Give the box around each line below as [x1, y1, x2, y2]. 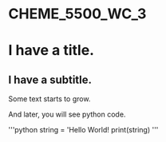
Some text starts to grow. [8, 94, 91, 104]
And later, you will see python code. [8, 109, 126, 120]
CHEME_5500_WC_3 [8, 5, 147, 23]
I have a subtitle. [8, 73, 93, 86]
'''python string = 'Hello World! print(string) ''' [8, 125, 159, 135]
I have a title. [8, 41, 94, 60]
